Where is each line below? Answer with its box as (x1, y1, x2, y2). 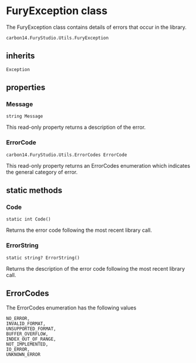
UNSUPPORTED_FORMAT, (6, 325, 57, 332)
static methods (6, 185, 63, 195)
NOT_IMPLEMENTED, (6, 341, 49, 347)
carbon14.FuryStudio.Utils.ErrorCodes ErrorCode (6, 152, 127, 158)
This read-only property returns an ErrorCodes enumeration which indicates (6, 162, 191, 169)
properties (6, 82, 46, 92)
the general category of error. (6, 168, 78, 175)
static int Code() (6, 217, 51, 222)
